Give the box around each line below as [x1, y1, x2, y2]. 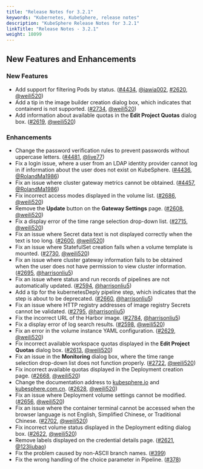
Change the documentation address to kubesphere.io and [15, 379, 159, 386]
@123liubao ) [15, 443, 47, 450]
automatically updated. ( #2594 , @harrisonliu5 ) [15, 282, 132, 290]
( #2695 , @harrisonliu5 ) [15, 269, 74, 276]
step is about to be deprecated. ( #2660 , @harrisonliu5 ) [15, 295, 153, 302]
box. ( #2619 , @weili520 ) [15, 118, 76, 125]
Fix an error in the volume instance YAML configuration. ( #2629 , [15, 327, 176, 334]
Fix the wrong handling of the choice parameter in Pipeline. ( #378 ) [15, 456, 181, 464]
